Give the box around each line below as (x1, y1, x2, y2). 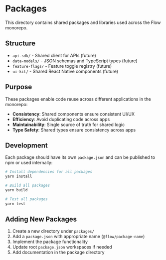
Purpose (5, 83, 32, 91)
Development (5, 141, 48, 149)
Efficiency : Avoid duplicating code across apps (12, 116, 110, 122)
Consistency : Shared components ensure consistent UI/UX (12, 111, 135, 117)
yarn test (5, 201, 26, 206)
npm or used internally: (5, 160, 53, 166)
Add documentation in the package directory (12, 250, 105, 256)
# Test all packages (5, 196, 48, 202)
